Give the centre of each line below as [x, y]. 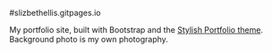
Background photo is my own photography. [89, 39]
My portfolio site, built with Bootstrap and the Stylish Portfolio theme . [136, 30]
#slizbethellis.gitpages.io [55, 13]
